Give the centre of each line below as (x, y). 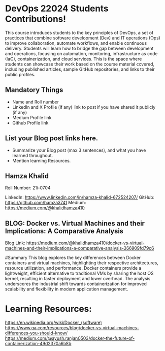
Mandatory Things (34, 90)
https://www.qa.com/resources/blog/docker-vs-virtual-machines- (72, 328)
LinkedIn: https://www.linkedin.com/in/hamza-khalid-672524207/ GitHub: (80, 197)
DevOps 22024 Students (57, 9)
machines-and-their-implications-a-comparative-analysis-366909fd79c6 (80, 248)
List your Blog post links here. (52, 138)
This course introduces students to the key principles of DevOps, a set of (79, 32)
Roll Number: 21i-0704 (28, 188)
